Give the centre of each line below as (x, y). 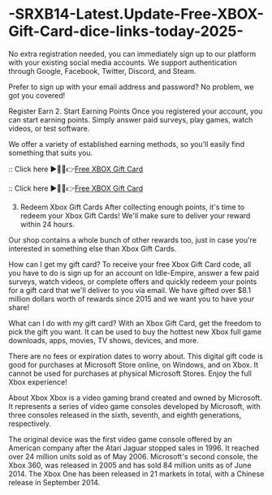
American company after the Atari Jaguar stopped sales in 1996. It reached (134, 448)
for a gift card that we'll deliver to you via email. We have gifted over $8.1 (130, 290)
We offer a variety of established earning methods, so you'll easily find (127, 144)
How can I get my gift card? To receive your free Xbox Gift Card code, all (130, 264)
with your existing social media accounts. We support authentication (123, 62)
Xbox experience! (38, 381)
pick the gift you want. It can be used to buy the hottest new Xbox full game (135, 331)
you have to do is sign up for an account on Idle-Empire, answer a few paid (134, 273)
